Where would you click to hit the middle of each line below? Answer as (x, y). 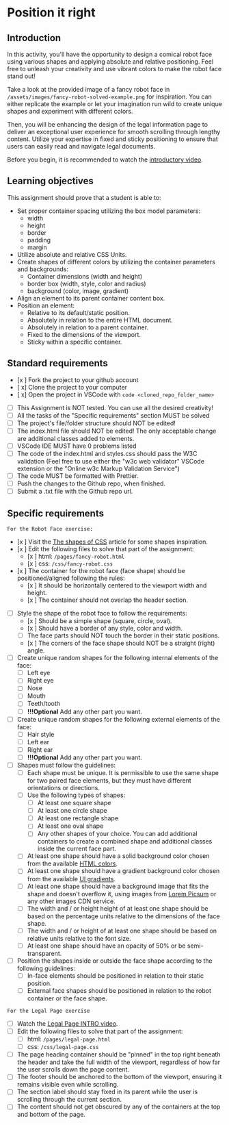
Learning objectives (51, 181)
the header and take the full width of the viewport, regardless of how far (119, 1062)
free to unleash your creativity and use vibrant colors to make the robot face (114, 69)
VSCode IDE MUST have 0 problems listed (77, 446)
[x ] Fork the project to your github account (78, 380)
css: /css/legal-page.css (63, 1047)
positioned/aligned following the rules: (71, 578)
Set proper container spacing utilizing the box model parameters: (109, 211)
